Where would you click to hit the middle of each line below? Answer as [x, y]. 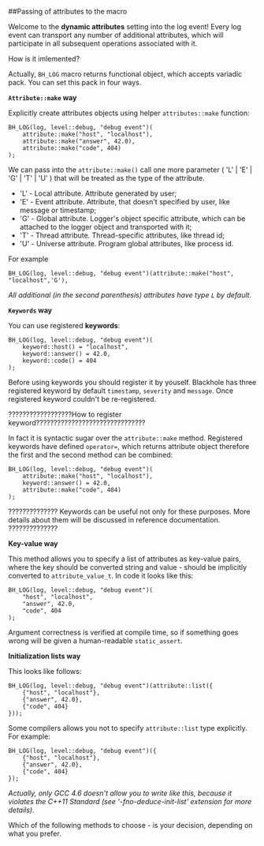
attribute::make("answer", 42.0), [79, 141]
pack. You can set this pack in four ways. [75, 82]
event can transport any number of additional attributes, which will [116, 35]
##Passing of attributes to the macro [68, 11]
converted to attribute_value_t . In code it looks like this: [101, 576]
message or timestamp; [58, 210]
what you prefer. [35, 833]
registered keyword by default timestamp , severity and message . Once [121, 391]
